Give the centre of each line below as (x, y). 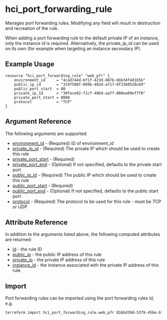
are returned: (19, 240)
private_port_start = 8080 (42, 97)
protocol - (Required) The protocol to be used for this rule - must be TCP (87, 201)
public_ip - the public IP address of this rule (57, 255)
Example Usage (30, 64)
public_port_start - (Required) (42, 185)
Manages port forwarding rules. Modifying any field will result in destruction (83, 23)
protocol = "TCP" (43, 102)
